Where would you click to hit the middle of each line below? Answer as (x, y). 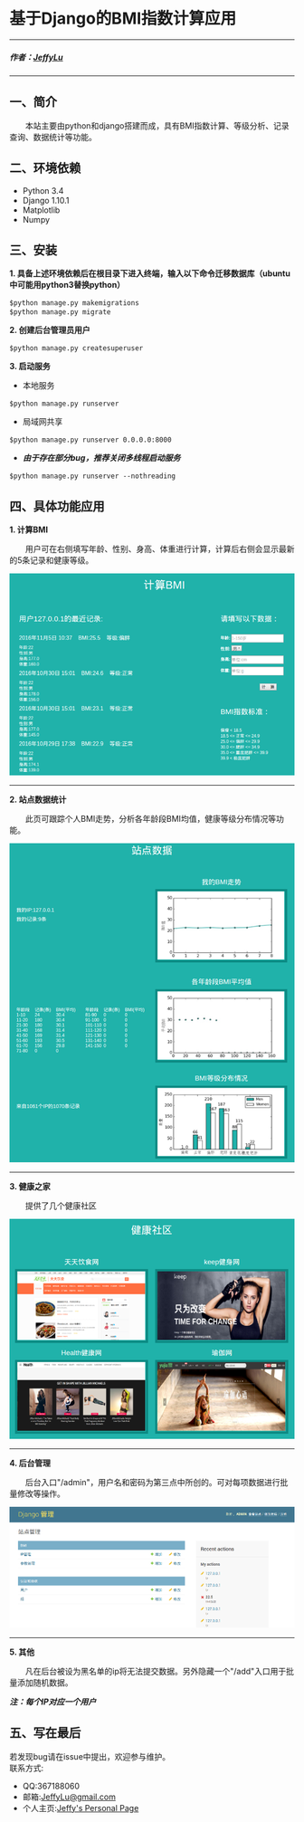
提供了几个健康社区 (61, 1206)
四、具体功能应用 (57, 506)
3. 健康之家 (30, 1186)
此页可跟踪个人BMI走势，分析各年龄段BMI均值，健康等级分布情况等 (151, 818)
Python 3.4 (43, 190)
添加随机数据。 (45, 1682)
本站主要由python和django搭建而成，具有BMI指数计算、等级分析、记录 (157, 125)
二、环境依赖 (45, 168)
